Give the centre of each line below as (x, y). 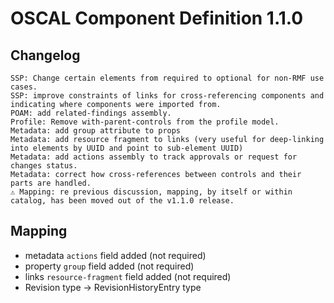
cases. (24, 87)
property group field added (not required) (109, 266)
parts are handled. (51, 183)
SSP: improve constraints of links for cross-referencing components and (167, 96)
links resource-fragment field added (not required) (128, 276)
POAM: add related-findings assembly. (91, 113)
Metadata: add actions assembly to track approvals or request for (154, 157)
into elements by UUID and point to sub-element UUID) (127, 148)
